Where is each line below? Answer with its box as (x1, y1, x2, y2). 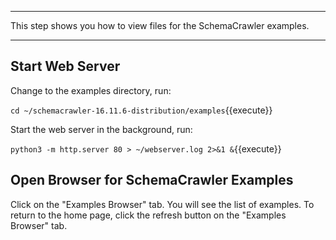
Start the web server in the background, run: (10, 123, 193, 135)
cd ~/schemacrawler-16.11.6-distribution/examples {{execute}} (10, 104, 273, 116)
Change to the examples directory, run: (10, 84, 172, 96)
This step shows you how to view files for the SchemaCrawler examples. (10, 20, 310, 31)
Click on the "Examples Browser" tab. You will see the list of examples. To (10, 198, 315, 210)
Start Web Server (10, 58, 121, 75)
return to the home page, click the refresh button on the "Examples (10, 209, 287, 221)
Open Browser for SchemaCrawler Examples (10, 172, 294, 189)
